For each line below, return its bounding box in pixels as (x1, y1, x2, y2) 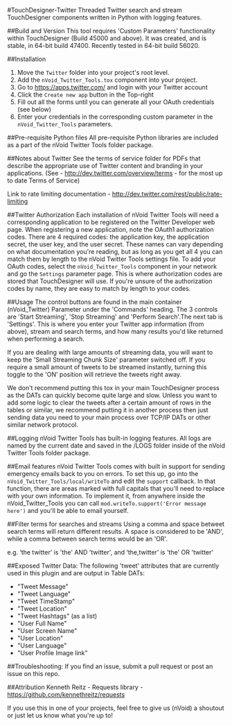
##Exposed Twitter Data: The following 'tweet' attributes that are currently (7, 562, 220, 570)
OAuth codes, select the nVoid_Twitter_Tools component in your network (7, 262, 217, 270)
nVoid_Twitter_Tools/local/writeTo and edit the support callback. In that (7, 477, 216, 485)
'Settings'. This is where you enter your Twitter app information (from (7, 320, 204, 328)
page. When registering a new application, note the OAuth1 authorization (7, 226, 214, 233)
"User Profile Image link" (17, 649, 88, 657)
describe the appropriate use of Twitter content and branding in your (7, 162, 204, 169)
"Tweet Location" (17, 605, 67, 613)
